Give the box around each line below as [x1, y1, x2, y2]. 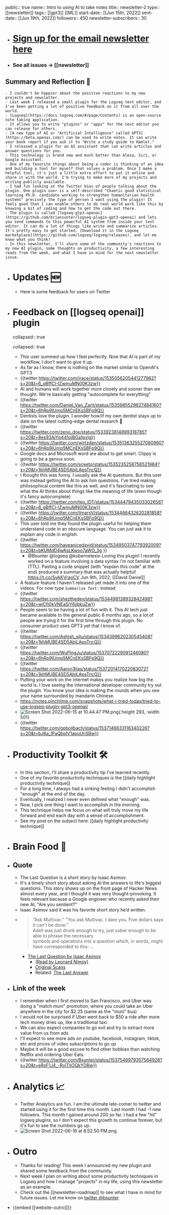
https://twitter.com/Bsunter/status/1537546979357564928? [38, 1056, 162, 1063]
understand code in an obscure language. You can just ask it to [20, 525, 151, 531]
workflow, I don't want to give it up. [20, 359, 93, 365]
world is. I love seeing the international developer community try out [20, 681, 162, 688]
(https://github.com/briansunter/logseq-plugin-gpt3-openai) [5, 215, 137, 220]
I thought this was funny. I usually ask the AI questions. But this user [20, 472, 162, 478]
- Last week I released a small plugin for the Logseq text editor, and [5, 99, 161, 104]
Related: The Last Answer [35, 969, 89, 975]
